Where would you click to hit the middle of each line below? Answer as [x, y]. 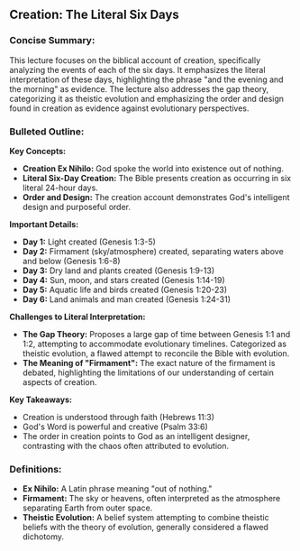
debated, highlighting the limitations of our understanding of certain [148, 372]
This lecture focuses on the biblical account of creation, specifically [135, 60]
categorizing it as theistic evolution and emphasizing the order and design [147, 98]
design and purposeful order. [76, 207]
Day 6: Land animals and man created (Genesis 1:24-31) [127, 299]
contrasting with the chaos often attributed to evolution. [126, 445]
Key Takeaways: [41, 399]
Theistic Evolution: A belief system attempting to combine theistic [145, 518]
